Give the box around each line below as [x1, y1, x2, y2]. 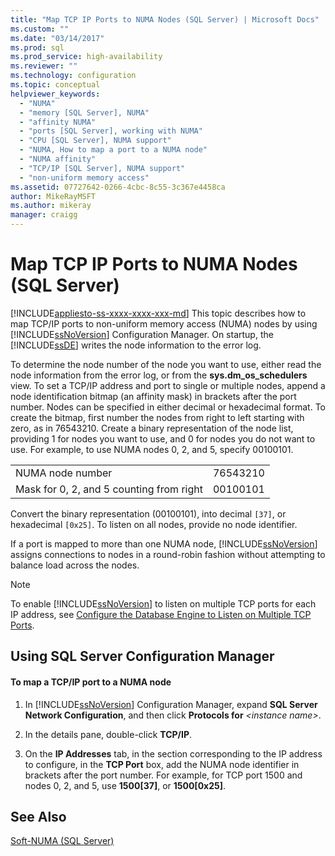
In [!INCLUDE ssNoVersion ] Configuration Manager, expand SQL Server [24, 698, 318, 710]
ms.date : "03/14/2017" [10, 33, 105, 43]
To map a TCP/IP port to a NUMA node [10, 676, 172, 688]
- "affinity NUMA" [19, 117, 97, 127]
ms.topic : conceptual [10, 80, 101, 90]
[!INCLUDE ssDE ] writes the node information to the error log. [10, 339, 262, 351]
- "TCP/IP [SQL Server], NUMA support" [19, 163, 186, 173]
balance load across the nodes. [10, 559, 140, 571]
